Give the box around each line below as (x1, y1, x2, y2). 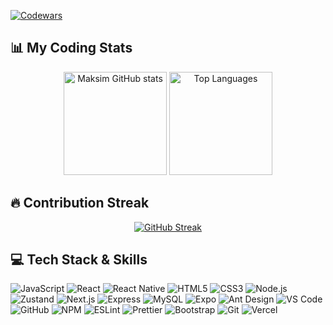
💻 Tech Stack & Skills (10, 251, 148, 269)
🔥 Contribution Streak (10, 195, 150, 212)
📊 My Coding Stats (10, 40, 133, 57)
